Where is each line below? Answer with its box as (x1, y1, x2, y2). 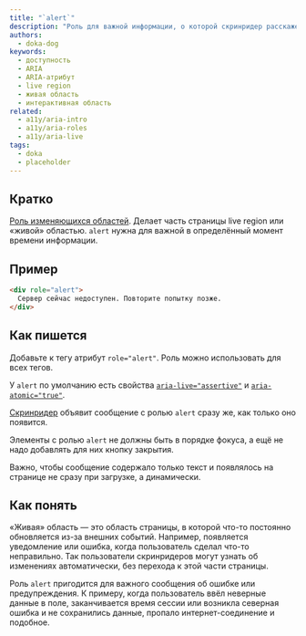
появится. (9, 416, 48, 427)
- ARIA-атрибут (17, 73, 76, 82)
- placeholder (17, 157, 71, 167)
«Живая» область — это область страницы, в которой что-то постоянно (9, 522, 291, 533)
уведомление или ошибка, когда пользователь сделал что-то (9, 541, 250, 552)
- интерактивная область (17, 98, 112, 108)
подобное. (9, 617, 50, 628)
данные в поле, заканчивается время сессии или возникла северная (9, 598, 280, 609)
